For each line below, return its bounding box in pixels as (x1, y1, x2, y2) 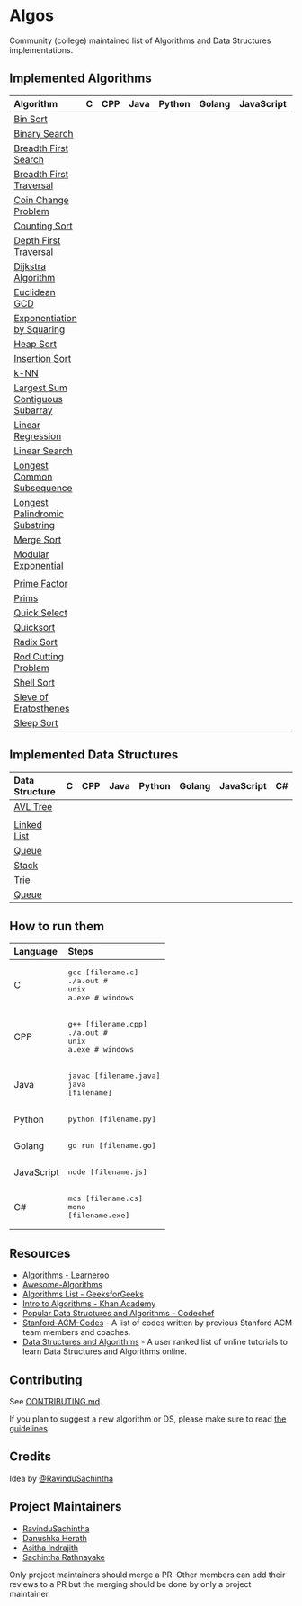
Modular (13, 548, 49, 561)
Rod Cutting (13, 650, 65, 662)
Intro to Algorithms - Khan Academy (22, 1298, 156, 1309)
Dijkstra (13, 260, 47, 273)
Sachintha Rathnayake (22, 1551, 106, 1562)
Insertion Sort (13, 352, 72, 364)
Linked (13, 818, 42, 830)
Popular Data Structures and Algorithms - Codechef (22, 1308, 215, 1319)
